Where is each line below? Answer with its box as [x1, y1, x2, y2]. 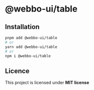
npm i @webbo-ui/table [5, 53, 51, 59]
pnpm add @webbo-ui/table [5, 35, 57, 40]
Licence [5, 67, 30, 75]
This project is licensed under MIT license [5, 80, 90, 86]
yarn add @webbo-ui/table [5, 45, 57, 49]
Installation [5, 23, 40, 31]
